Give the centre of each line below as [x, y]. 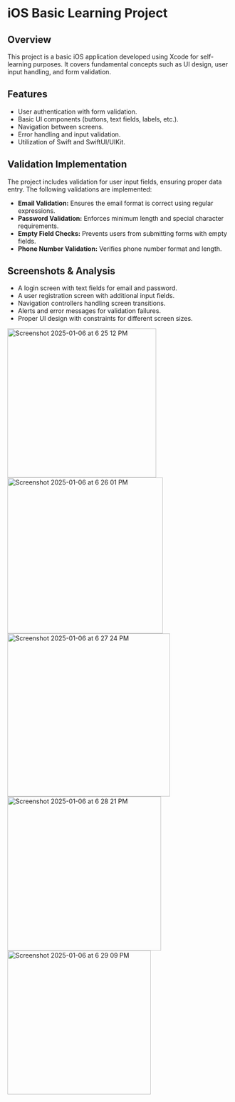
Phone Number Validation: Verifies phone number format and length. [120, 249]
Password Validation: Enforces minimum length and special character [121, 218]
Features [27, 94]
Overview [30, 40]
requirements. [38, 226]
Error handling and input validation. [69, 134]
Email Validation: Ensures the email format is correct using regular [115, 203]
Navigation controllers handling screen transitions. [92, 303]
